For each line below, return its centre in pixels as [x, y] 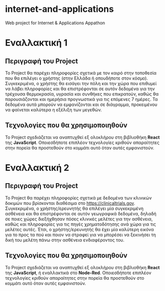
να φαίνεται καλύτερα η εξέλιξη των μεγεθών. [53, 109]
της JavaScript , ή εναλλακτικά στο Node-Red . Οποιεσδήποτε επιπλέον [78, 273]
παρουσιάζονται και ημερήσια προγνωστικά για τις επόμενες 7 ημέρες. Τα [82, 99]
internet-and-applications [60, 9]
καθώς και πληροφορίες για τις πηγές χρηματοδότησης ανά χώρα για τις [81, 224]
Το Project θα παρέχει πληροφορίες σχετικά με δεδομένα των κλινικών [78, 198]
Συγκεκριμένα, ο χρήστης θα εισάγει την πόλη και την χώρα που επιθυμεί [81, 83]
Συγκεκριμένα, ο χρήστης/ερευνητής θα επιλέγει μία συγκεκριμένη [74, 208]
